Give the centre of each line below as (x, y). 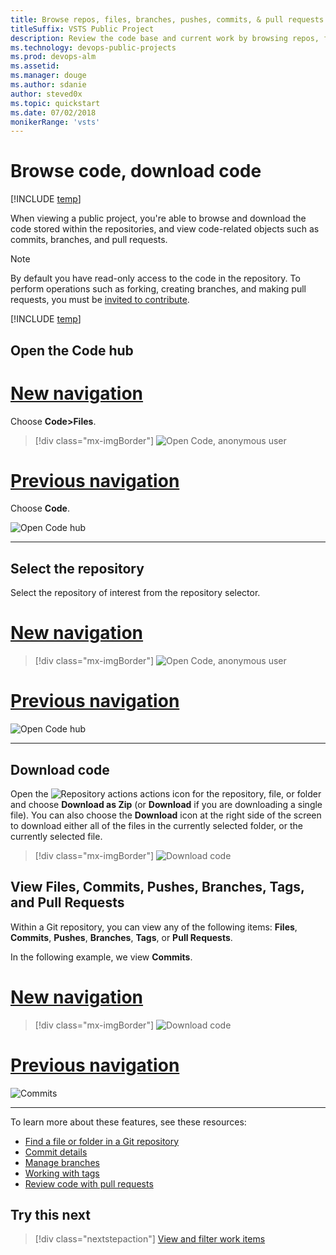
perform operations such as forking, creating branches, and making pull (158, 289)
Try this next (50, 1215)
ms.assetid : (35, 66)
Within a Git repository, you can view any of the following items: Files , (154, 927)
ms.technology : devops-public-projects (93, 47)
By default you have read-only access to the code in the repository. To (155, 278)
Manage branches (62, 1162)
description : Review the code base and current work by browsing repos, (165, 38)
